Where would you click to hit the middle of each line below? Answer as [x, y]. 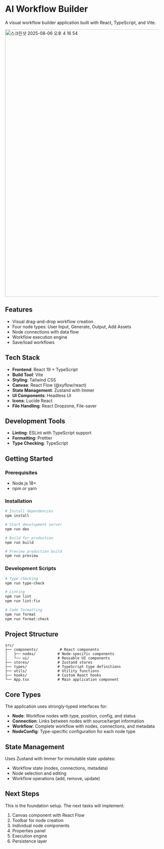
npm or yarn [24, 489]
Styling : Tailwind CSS [34, 380]
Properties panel [29, 830]
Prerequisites [21, 472]
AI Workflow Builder [47, 9]
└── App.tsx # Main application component [62, 680]
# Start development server [34, 525]
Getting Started [29, 458]
